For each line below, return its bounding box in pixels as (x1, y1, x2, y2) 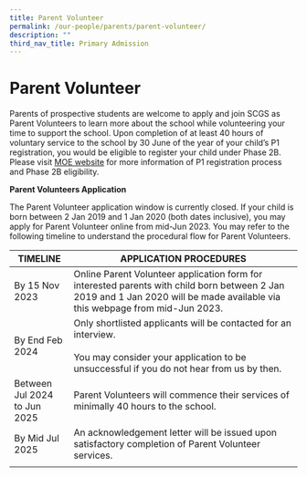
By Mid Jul (14, 432, 59, 445)
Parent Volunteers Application (9, 184, 127, 195)
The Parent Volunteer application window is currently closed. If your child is (9, 202, 294, 213)
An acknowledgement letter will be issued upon (73, 426, 277, 439)
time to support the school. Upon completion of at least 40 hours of (9, 128, 264, 139)
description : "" (9, 30, 71, 39)
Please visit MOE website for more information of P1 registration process (9, 157, 282, 168)
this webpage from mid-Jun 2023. (73, 302, 224, 315)
